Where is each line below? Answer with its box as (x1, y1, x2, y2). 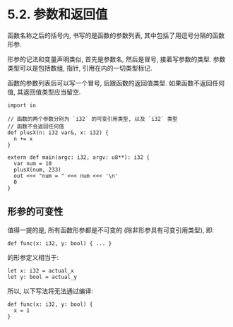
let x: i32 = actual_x (7, 267, 74, 274)
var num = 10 (13, 160, 52, 167)
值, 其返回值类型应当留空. (7, 88, 81, 96)
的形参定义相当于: (7, 253, 59, 261)
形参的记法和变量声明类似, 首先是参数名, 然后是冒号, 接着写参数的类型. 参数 (7, 54, 226, 64)
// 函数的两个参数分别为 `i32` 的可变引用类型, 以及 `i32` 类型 (7, 115, 178, 122)
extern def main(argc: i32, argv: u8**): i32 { (7, 153, 150, 161)
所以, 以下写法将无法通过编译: (7, 287, 94, 295)
